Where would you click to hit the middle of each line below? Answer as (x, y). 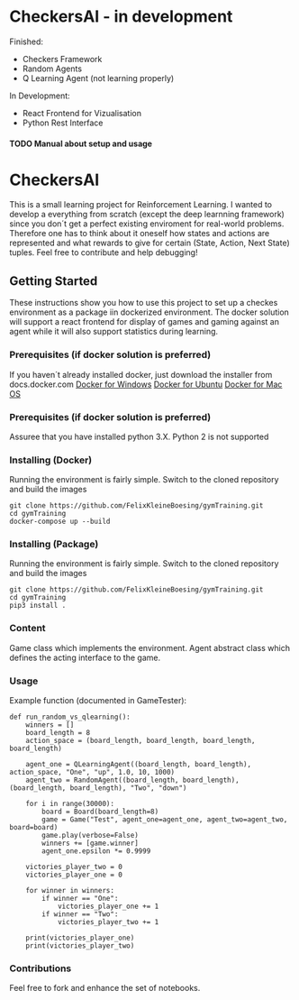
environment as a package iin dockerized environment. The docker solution (149, 312)
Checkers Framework (62, 59)
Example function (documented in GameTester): (98, 701)
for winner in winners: (70, 891)
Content (28, 628)
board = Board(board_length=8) (100, 812)
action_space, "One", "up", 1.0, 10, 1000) (92, 773)
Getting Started (54, 281)
